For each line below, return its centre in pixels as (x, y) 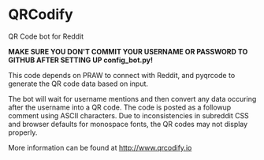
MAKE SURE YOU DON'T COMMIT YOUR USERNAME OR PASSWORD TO (128, 51)
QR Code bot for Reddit (46, 36)
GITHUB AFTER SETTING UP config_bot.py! (81, 60)
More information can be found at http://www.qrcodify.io (100, 147)
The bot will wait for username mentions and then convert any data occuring (132, 99)
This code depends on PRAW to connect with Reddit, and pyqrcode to (122, 75)
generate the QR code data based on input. (78, 84)
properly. (23, 132)
